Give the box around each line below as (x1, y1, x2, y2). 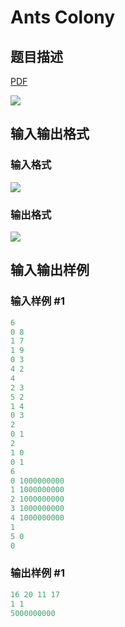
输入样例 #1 (10, 294, 65, 308)
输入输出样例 (10, 262, 90, 279)
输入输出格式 (10, 126, 90, 143)
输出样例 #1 (10, 566, 65, 580)
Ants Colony (10, 6, 116, 29)
